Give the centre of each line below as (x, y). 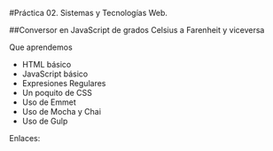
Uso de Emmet (49, 102)
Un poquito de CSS (57, 93)
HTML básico (47, 64)
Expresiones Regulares (64, 83)
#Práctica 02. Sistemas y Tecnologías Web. (89, 13)
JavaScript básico (55, 74)
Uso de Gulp (45, 121)
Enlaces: (25, 138)
